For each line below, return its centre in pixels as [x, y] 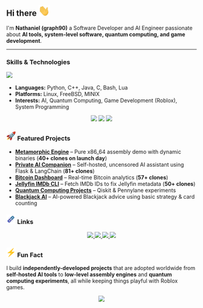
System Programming [42, 107]
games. [16, 287]
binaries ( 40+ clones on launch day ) [61, 158]
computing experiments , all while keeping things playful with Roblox [92, 281]
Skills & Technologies [38, 62]
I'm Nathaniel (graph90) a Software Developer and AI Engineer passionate [99, 28]
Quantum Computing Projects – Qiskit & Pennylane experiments [95, 190]
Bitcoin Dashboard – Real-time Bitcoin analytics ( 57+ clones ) [92, 177]
